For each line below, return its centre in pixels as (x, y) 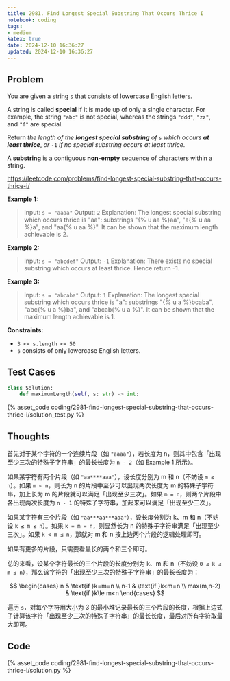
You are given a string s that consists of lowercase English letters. (100, 96)
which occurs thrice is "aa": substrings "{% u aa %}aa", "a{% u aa (117, 220)
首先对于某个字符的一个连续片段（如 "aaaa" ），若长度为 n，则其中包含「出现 (114, 454)
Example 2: (23, 247)
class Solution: (30, 388)
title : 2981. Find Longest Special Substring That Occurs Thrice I (105, 13)
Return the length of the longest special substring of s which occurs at (108, 137)
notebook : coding (32, 20)
